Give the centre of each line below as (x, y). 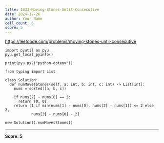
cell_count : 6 (20, 23)
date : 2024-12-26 (23, 14)
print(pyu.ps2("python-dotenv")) (39, 63)
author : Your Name (24, 18)
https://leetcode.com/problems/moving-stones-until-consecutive (71, 41)
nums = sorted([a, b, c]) (40, 89)
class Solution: (21, 80)
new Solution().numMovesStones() (39, 123)
